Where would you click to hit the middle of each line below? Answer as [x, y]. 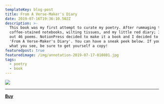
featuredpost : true [25, 50]
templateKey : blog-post [29, 10]
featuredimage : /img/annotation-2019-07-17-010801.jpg [62, 55]
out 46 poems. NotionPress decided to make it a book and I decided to [84, 37]
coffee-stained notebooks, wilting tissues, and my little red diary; [83, 32]
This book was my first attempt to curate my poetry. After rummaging [83, 28]
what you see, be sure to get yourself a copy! [59, 46]
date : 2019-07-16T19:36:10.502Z [38, 19]
